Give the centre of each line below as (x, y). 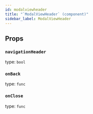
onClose (14, 96)
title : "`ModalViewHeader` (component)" (47, 14)
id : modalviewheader (26, 10)
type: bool (15, 62)
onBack (13, 74)
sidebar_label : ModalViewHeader (38, 19)
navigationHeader (26, 52)
